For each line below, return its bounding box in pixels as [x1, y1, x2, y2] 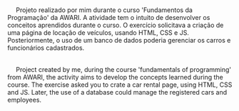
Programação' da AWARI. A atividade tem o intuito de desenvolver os [7, 14, 210, 21]
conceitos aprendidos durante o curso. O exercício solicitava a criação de [7, 21, 224, 29]
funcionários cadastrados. [7, 43, 85, 52]
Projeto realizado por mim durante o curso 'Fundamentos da [15, 6, 193, 14]
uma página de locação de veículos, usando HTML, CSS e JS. [7, 28, 189, 37]
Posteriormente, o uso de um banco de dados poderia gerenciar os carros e [7, 36, 231, 44]
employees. [7, 95, 41, 104]
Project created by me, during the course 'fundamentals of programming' [15, 65, 232, 73]
